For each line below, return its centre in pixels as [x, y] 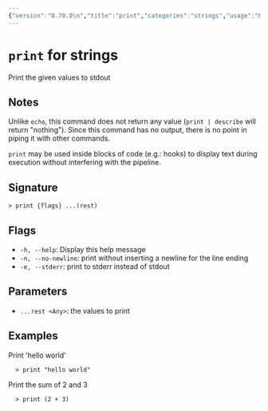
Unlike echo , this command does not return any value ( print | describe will [132, 121]
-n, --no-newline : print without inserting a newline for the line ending [134, 258]
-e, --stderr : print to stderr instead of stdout [95, 267]
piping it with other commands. [59, 138]
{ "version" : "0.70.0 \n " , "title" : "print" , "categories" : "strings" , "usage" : [132, 16]
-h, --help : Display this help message [83, 249]
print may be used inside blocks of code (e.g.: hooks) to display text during [133, 154]
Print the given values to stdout [59, 77]
